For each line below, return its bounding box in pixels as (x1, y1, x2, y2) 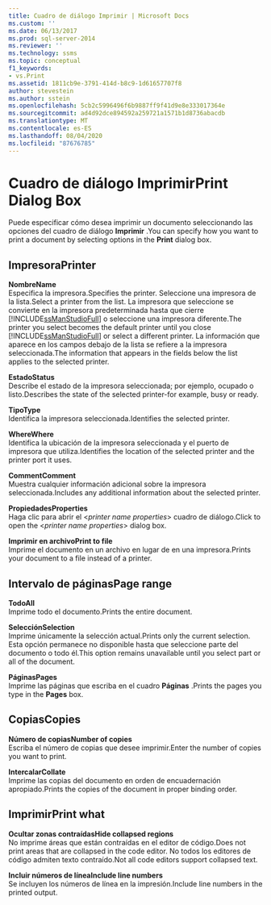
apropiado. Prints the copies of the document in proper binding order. (8, 784, 238, 794)
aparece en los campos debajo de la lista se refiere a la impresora (8, 340, 227, 349)
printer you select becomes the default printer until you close (8, 323, 211, 332)
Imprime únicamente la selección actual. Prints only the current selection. (8, 631, 251, 641)
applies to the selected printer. (8, 357, 110, 367)
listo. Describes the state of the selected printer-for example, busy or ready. (8, 390, 259, 399)
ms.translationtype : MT (8, 117, 89, 125)
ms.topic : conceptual (8, 57, 81, 65)
